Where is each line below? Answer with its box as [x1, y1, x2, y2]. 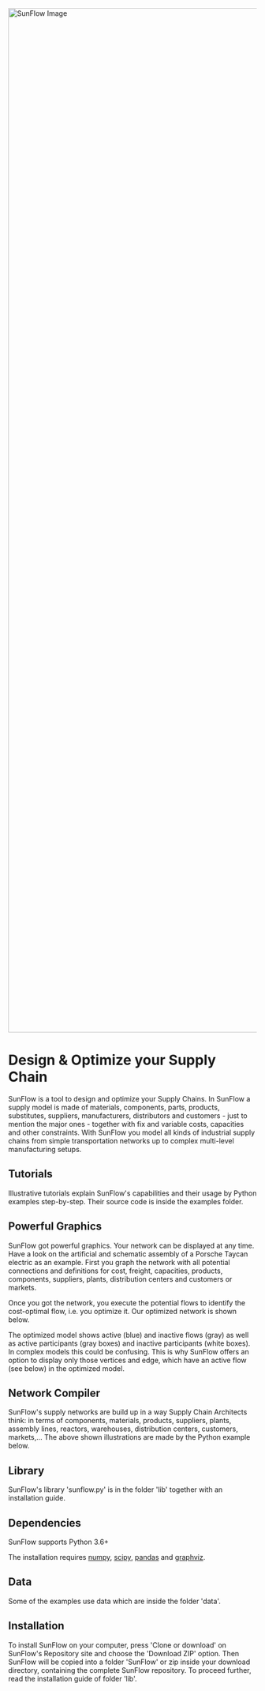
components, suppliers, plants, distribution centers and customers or [8, 1274, 233, 1283]
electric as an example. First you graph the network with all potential [8, 1257, 230, 1267]
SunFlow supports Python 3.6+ [8, 1537, 109, 1546]
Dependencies [8, 1516, 81, 1530]
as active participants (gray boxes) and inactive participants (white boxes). [8, 1339, 251, 1348]
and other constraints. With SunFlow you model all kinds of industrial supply [8, 1128, 256, 1137]
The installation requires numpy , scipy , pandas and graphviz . [8, 1553, 206, 1561]
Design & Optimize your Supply [8, 1051, 217, 1069]
